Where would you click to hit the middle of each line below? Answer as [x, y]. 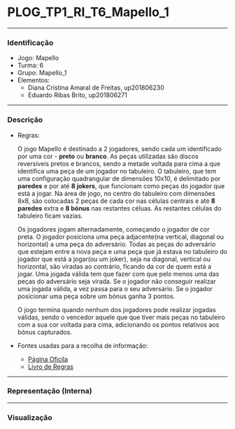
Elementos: [34, 80]
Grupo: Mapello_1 [42, 73]
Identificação [30, 43]
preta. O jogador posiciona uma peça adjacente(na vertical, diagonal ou [121, 237]
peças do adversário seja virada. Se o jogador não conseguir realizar [117, 281]
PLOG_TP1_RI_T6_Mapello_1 [88, 12]
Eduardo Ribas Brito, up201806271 [77, 95]
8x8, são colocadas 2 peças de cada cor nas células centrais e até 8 [116, 201]
